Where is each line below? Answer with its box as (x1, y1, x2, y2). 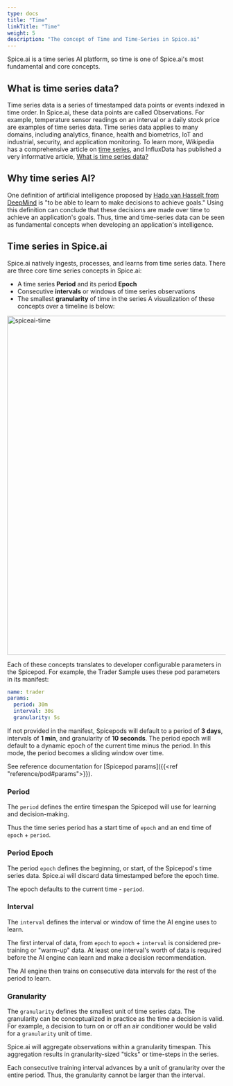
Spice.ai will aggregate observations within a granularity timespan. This (7, 1043, 212, 1051)
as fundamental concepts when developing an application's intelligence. (7, 220, 214, 229)
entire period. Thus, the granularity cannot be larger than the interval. (7, 1071, 205, 1079)
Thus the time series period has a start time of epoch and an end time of (7, 823, 212, 832)
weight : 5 (7, 29, 36, 37)
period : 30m (13, 701, 49, 708)
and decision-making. (7, 810, 69, 818)
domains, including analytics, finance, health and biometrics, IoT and (7, 130, 203, 139)
